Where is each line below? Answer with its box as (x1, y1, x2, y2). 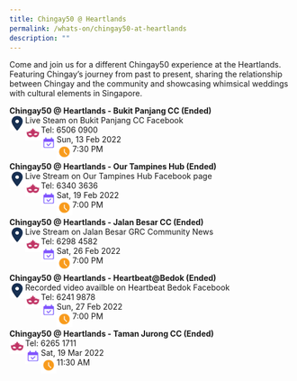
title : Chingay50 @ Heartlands (9, 14, 127, 23)
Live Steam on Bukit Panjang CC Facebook (25, 115, 184, 126)
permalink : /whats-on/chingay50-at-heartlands (9, 23, 187, 33)
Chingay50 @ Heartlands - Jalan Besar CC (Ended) (9, 217, 204, 228)
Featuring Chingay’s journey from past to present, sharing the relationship (9, 68, 283, 80)
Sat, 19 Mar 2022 (40, 348, 104, 358)
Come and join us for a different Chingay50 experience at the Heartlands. (9, 59, 282, 70)
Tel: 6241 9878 (40, 292, 96, 303)
